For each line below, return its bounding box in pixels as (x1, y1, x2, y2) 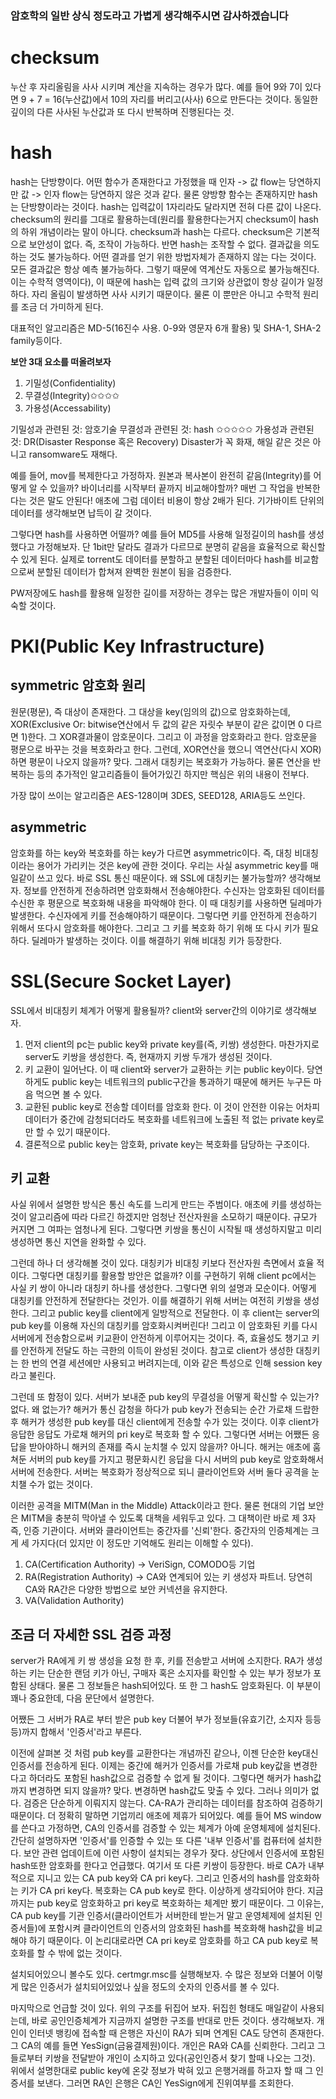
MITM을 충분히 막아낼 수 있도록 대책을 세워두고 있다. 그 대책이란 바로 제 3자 (20, 1512, 317, 1524)
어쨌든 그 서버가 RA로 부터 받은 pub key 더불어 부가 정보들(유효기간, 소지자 (10, 1713, 303, 1726)
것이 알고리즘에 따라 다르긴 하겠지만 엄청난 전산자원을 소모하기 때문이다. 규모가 (10, 1211, 318, 1223)
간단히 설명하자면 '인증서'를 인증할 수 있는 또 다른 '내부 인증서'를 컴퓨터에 (10, 1835, 296, 1847)
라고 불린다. (10, 1370, 57, 1382)
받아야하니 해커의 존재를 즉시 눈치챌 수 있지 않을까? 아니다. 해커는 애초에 (28, 1441, 311, 1453)
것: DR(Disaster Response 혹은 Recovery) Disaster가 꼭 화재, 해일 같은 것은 (10, 435, 311, 447)
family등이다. (10, 334, 63, 346)
